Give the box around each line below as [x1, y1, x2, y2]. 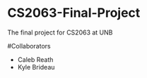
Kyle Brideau [17, 63, 55, 71]
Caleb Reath [17, 55, 54, 64]
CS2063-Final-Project [7, 5, 141, 21]
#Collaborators [7, 41, 51, 50]
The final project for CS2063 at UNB [7, 28, 113, 37]
